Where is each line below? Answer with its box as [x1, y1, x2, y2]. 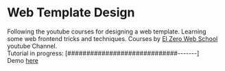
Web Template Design [7, 5, 135, 20]
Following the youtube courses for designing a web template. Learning [7, 27, 207, 35]
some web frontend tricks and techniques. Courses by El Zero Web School [7, 34, 218, 42]
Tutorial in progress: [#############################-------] [7, 49, 200, 57]
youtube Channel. [7, 42, 58, 50]
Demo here [7, 56, 39, 64]
